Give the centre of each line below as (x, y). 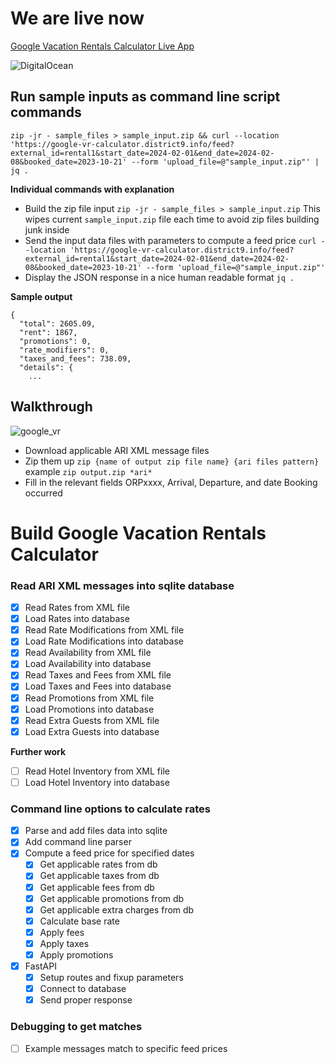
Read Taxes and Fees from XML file (98, 675)
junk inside (47, 229)
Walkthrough (51, 407)
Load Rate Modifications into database (104, 641)
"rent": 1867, (48, 332)
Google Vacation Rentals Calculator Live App (102, 46)
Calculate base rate (79, 921)
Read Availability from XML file (88, 653)
